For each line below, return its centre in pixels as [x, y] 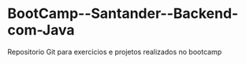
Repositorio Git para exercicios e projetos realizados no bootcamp [115, 52]
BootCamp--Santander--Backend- [123, 14]
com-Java [41, 30]
